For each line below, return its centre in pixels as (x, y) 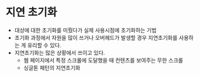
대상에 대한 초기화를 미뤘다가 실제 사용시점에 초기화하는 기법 (85, 30)
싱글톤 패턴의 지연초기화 (52, 67)
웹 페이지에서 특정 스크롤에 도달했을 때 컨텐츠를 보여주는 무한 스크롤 (103, 60)
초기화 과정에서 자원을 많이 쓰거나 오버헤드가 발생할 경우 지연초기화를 (96, 37)
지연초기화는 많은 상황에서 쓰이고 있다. (60, 52)
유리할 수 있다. (44, 45)
